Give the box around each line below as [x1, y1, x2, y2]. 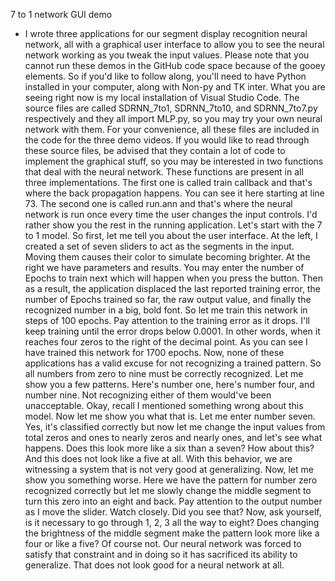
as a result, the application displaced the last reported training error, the [24, 283, 321, 294]
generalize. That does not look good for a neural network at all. [24, 559, 285, 571]
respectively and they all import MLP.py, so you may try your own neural [24, 113, 323, 124]
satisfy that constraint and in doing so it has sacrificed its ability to [24, 549, 298, 560]
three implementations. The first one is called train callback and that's [24, 177, 313, 188]
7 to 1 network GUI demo [10, 9, 113, 20]
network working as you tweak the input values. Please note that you [24, 49, 310, 61]
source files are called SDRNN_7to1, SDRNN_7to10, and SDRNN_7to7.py [24, 102, 318, 114]
